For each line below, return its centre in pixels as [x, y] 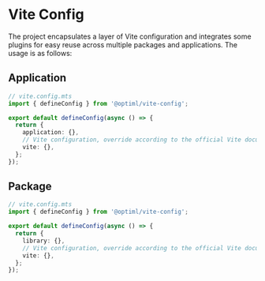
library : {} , [44, 241]
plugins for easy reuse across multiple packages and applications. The [123, 44]
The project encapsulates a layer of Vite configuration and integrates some [130, 36]
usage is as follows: [40, 53]
